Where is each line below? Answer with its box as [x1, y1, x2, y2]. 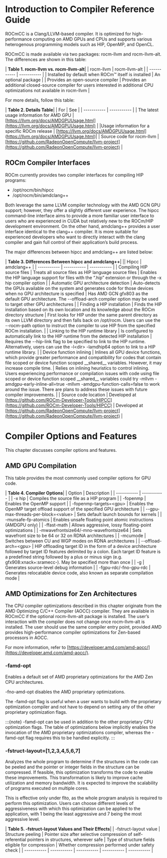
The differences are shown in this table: [5, 56, 87, 62]
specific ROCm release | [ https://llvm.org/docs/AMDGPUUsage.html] [5, 128, 147, 134]
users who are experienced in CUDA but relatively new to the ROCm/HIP [5, 218, 154, 224]
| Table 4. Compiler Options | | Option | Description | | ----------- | [5, 490, 141, 496]
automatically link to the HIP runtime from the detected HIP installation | [5, 333, 152, 339]
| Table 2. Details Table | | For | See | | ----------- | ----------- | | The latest [5, 107, 159, 113]
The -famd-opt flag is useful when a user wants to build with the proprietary [5, 698, 162, 704]
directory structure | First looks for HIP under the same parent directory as [5, 312, 158, 318]
